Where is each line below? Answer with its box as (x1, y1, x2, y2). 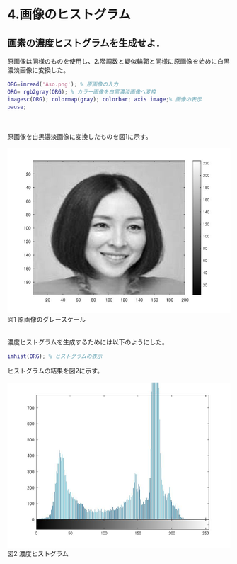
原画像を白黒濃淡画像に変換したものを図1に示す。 (7, 132, 152, 140)
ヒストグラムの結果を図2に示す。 (7, 366, 104, 375)
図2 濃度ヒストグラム (7, 549, 69, 558)
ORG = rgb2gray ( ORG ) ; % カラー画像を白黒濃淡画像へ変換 (7, 88, 156, 96)
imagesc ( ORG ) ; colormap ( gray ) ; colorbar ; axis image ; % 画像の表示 (7, 96, 202, 103)
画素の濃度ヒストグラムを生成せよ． (7, 37, 166, 49)
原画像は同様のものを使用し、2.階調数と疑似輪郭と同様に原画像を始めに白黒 (7, 57, 230, 65)
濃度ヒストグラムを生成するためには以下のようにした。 (7, 337, 168, 346)
